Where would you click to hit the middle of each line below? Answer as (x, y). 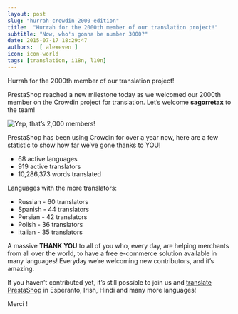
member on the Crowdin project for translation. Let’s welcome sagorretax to (119, 102)
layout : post (27, 14)
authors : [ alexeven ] (43, 47)
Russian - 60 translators (53, 201)
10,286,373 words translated (59, 174)
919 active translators (49, 166)
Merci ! (18, 303)
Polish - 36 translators (50, 224)
